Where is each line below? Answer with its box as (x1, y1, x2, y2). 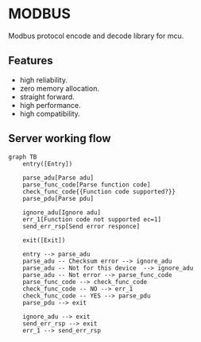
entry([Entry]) (22, 159, 73, 167)
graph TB (8, 152, 37, 161)
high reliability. (19, 75, 68, 84)
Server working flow (8, 132, 111, 145)
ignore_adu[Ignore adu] (22, 208, 102, 217)
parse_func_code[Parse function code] (22, 180, 151, 189)
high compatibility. (19, 109, 81, 118)
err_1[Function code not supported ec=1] (22, 215, 161, 223)
